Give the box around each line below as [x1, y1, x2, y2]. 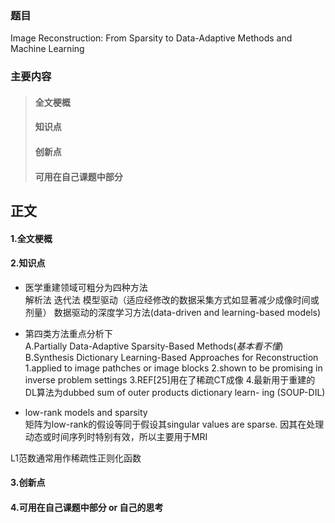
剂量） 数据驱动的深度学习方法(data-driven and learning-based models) [24, 306, 322, 318]
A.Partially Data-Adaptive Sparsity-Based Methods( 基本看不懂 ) [24, 340, 284, 352]
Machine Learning [10, 43, 85, 55]
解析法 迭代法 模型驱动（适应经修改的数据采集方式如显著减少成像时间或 [24, 293, 320, 306]
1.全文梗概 [10, 232, 53, 244]
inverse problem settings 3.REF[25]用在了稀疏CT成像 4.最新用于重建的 [24, 373, 316, 386]
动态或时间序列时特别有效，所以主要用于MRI [24, 430, 208, 442]
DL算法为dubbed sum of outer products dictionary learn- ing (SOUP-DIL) [24, 386, 326, 398]
